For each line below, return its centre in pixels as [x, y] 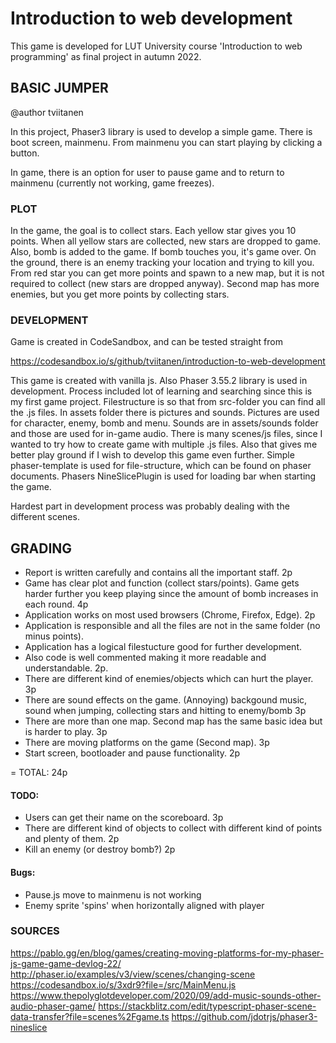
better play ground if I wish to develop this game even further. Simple [152, 455]
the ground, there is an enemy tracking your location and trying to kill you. [162, 263]
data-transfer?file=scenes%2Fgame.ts [90, 1016]
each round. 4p [56, 604]
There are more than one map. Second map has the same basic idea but [173, 721]
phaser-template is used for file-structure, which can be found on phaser [161, 466]
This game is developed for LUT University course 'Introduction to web [156, 46]
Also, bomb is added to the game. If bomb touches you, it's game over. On [163, 252]
